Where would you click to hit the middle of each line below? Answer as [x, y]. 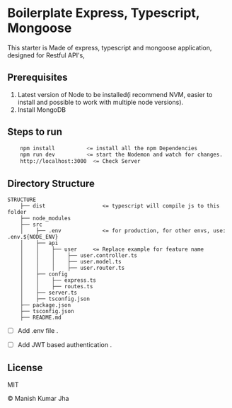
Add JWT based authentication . [64, 345]
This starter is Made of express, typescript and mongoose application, [110, 47]
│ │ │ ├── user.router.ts [72, 268]
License [25, 367]
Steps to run [35, 132]
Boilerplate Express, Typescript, [104, 13]
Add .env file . [38, 330]
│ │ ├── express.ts [58, 280]
